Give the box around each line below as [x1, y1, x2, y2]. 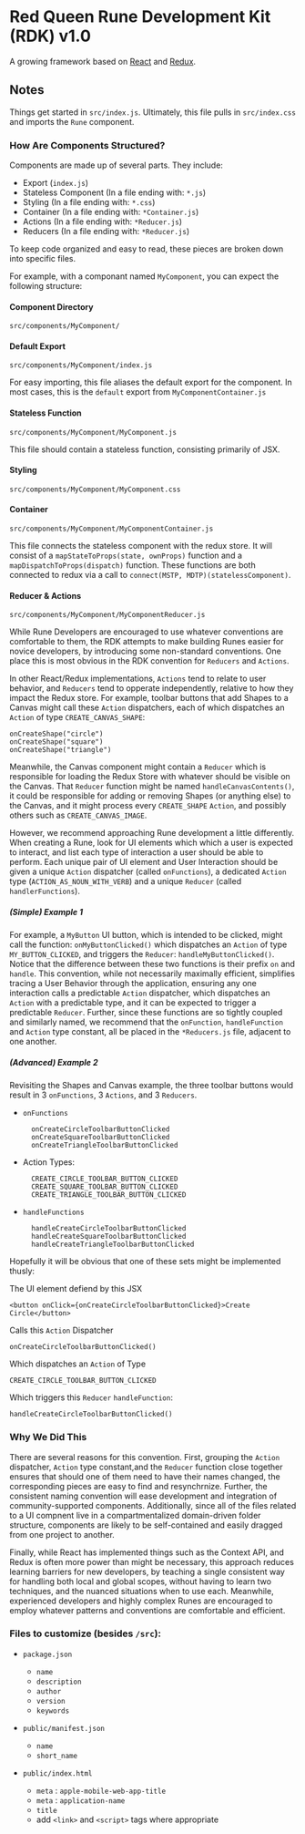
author [36, 1686, 62, 1696]
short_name [36, 1751, 78, 1760]
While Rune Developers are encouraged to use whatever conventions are [9, 626, 284, 637]
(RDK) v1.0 [9, 26, 91, 46]
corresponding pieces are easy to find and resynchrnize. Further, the [9, 1480, 268, 1491]
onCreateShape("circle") [9, 729, 104, 739]
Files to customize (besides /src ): [9, 1627, 162, 1640]
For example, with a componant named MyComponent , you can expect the [9, 271, 280, 282]
